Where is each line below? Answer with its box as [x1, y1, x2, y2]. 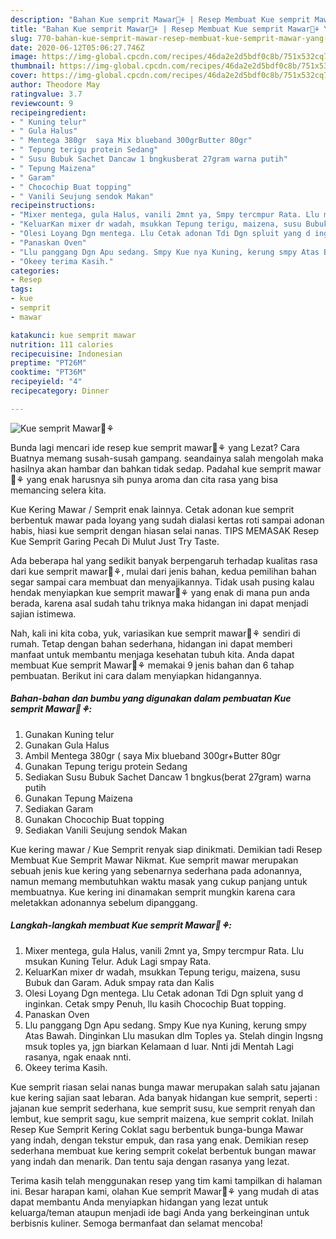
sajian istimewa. [10, 607, 77, 620]
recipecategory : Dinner [10, 386, 110, 396]
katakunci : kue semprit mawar [10, 330, 137, 340]
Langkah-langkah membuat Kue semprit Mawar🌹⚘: [10, 919, 232, 931]
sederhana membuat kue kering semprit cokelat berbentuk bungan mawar [10, 1144, 317, 1156]
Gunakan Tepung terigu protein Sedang [24, 760, 188, 772]
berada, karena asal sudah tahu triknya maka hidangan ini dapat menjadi [10, 597, 309, 609]
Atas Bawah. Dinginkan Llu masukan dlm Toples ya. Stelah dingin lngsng [24, 1029, 324, 1041]
